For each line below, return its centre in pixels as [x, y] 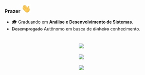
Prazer [12, 11]
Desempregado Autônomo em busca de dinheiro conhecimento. [76, 29]
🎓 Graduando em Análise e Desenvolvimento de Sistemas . [72, 22]
